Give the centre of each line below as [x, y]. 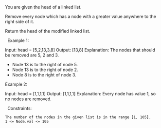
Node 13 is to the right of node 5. [45, 64]
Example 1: [18, 40]
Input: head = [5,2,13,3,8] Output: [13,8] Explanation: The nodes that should [80, 50]
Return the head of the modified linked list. [48, 31]
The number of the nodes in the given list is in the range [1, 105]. [78, 117]
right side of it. [20, 22]
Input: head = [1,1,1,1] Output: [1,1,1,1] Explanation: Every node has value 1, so [80, 94]
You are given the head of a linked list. [43, 7]
